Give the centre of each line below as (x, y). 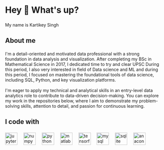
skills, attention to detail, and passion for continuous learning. (83, 106)
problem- (148, 101)
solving (12, 106)
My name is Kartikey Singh (32, 25)
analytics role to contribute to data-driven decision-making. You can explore (82, 96)
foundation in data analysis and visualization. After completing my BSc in (78, 59)
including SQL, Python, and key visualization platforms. (61, 80)
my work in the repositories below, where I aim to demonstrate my (72, 101)
